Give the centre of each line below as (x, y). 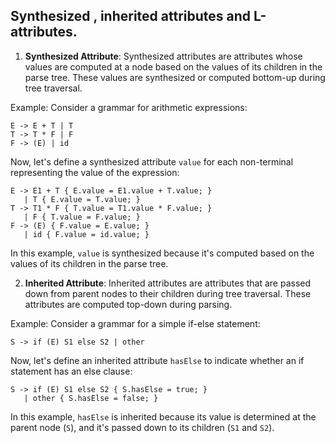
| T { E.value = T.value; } (82, 199)
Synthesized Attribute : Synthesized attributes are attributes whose (163, 56)
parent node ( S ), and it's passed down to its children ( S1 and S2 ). (142, 427)
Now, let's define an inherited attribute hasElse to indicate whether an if (157, 360)
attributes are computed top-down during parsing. (128, 304)
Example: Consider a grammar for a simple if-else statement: (135, 323)
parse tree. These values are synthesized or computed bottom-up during (175, 77)
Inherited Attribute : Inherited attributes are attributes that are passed (168, 283)
